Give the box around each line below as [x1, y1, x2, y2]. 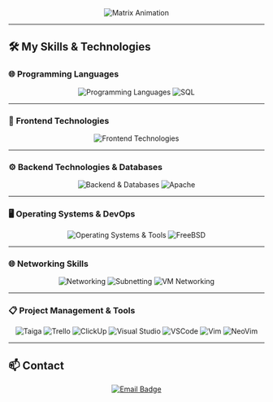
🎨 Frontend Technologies [8, 115, 110, 126]
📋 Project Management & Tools [8, 304, 136, 316]
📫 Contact [8, 358, 65, 373]
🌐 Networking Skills [8, 258, 89, 269]
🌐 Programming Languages [8, 68, 119, 80]
